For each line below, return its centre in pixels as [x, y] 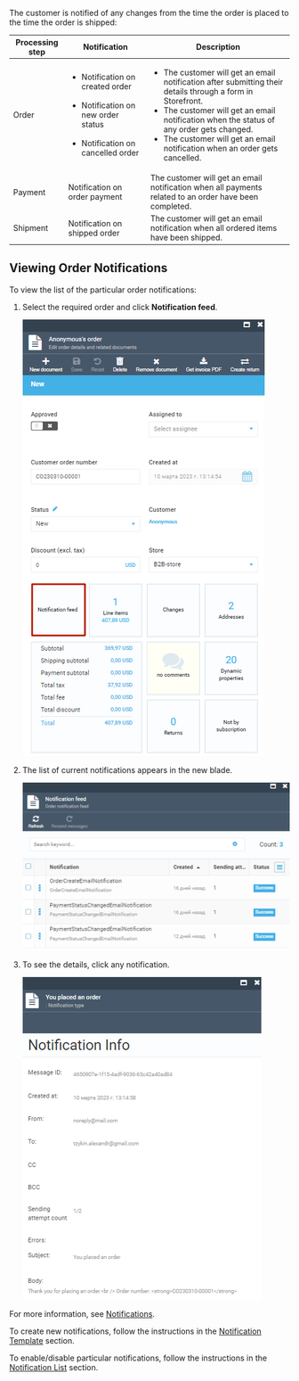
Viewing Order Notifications [89, 268]
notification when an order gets [221, 148]
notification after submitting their [223, 82]
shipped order [94, 233]
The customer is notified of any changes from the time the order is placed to [149, 13]
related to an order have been [204, 197]
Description [218, 47]
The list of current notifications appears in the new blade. [127, 769]
